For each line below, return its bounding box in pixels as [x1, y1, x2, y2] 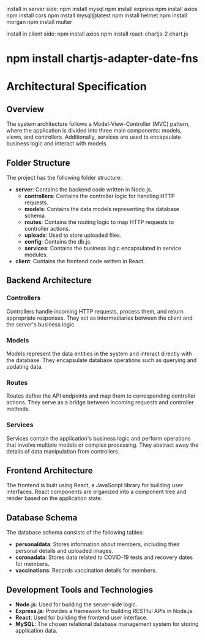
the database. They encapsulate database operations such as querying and [6, 356, 197, 364]
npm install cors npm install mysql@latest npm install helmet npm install [6, 12, 187, 19]
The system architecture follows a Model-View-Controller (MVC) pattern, [6, 120, 190, 128]
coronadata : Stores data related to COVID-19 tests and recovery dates [15, 553, 193, 561]
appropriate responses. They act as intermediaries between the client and [6, 314, 193, 322]
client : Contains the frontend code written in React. [15, 258, 145, 264]
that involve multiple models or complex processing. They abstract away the [6, 441, 199, 449]
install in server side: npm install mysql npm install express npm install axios [6, 6, 198, 12]
